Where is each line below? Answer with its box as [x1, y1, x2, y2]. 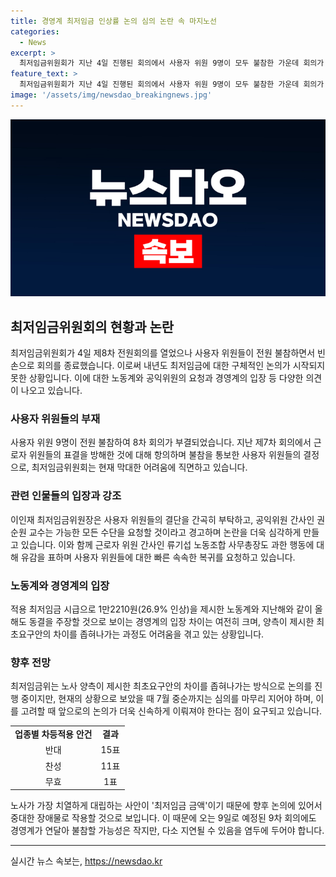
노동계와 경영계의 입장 [10, 578, 110, 592]
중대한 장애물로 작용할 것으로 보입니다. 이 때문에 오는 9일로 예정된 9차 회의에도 [10, 812, 317, 824]
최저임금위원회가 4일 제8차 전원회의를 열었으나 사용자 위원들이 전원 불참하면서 [10, 347, 316, 359]
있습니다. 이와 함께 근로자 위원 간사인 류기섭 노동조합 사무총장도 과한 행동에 [20, 538, 315, 550]
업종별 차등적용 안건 [14, 728, 93, 740]
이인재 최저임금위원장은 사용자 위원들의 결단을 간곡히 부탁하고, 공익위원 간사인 [10, 513, 315, 525]
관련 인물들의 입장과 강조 [10, 489, 122, 503]
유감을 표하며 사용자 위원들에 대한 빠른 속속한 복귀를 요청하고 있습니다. [20, 551, 296, 563]
